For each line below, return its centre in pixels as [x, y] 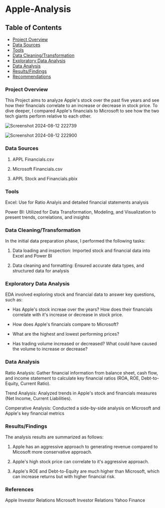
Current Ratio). [35, 383]
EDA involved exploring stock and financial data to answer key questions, [80, 294]
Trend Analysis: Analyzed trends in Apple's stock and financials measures [81, 393]
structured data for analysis [41, 271]
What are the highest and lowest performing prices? [66, 334]
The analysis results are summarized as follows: [54, 437]
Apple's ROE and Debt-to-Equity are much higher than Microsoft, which [86, 471]
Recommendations [32, 76]
